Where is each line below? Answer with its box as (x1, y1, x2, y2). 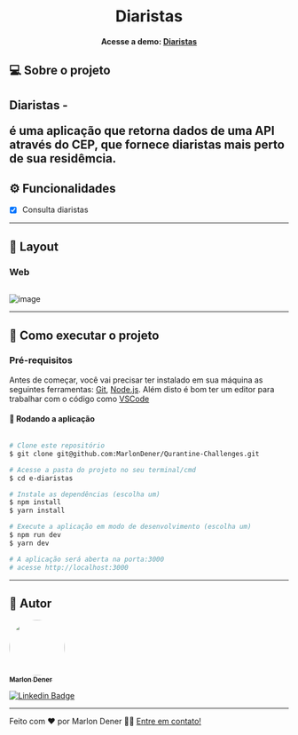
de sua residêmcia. (9, 151, 117, 166)
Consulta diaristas (21, 204, 89, 215)
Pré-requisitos (9, 354, 73, 367)
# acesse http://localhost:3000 (9, 563, 129, 572)
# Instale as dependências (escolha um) (9, 490, 161, 499)
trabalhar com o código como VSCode (9, 393, 150, 404)
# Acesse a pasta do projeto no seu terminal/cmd (9, 465, 197, 474)
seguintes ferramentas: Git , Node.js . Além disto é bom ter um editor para (9, 383, 275, 394)
